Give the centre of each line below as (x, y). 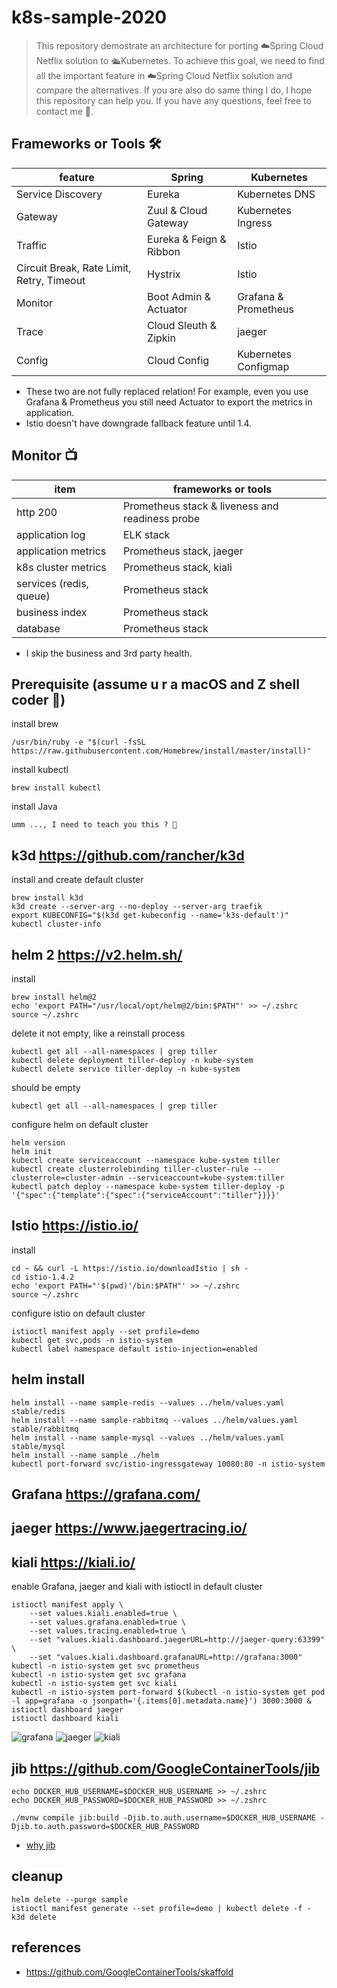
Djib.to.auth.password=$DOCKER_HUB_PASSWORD (105, 1827)
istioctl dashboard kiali (65, 1719)
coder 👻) (38, 699)
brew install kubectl (56, 788)
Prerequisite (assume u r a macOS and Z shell (155, 684)
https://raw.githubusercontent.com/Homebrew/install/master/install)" (161, 751)
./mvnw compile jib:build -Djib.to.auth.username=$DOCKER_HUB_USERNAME (163, 1818)
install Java (34, 807)
